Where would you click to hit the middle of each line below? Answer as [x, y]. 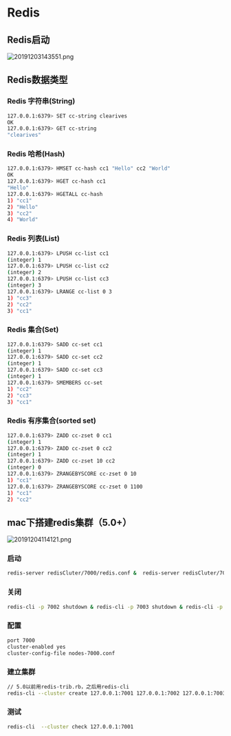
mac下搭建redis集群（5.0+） [69, 523]
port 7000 [21, 640]
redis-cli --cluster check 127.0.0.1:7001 [70, 726]
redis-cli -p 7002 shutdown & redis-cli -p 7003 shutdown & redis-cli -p [115, 607]
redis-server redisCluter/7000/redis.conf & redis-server [93, 573]
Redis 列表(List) [33, 238]
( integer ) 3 [24, 286]
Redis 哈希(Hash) [36, 154]
